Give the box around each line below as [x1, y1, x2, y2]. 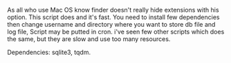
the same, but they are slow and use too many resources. [7, 35, 171, 43]
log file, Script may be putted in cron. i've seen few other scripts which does [7, 27, 225, 36]
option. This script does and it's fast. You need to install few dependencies [7, 13, 220, 21]
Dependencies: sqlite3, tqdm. [7, 48, 91, 56]
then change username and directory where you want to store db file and [7, 21, 216, 28]
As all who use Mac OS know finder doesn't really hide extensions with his [7, 6, 219, 14]
